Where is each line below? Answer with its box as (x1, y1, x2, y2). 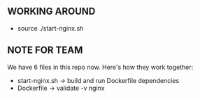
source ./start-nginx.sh (17, 24, 84, 32)
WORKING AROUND (7, 6, 96, 17)
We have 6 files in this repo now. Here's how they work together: (7, 63, 194, 71)
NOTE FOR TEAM (7, 45, 83, 56)
